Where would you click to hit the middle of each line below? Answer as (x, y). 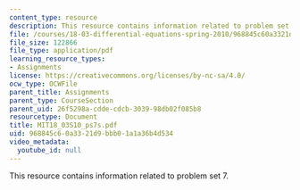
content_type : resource (54, 17)
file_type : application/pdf (62, 51)
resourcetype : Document (54, 117)
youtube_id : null (50, 150)
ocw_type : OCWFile (43, 84)
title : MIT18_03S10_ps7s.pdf (63, 126)
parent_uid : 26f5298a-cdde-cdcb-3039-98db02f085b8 (105, 109)
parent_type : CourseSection (62, 100)
